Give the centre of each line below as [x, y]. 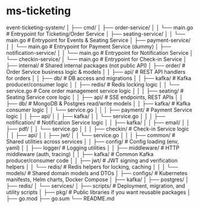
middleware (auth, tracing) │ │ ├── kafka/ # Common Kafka [80, 154]
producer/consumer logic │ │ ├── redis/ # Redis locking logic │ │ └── [93, 84]
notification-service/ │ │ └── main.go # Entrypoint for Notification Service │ [100, 52]
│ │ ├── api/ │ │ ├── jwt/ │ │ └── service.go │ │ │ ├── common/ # [91, 135]
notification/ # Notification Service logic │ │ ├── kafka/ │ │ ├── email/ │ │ [98, 122]
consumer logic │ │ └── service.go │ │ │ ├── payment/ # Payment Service [99, 110]
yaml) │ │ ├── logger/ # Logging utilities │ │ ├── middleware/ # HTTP [93, 148]
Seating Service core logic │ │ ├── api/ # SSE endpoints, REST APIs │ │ [94, 97]
